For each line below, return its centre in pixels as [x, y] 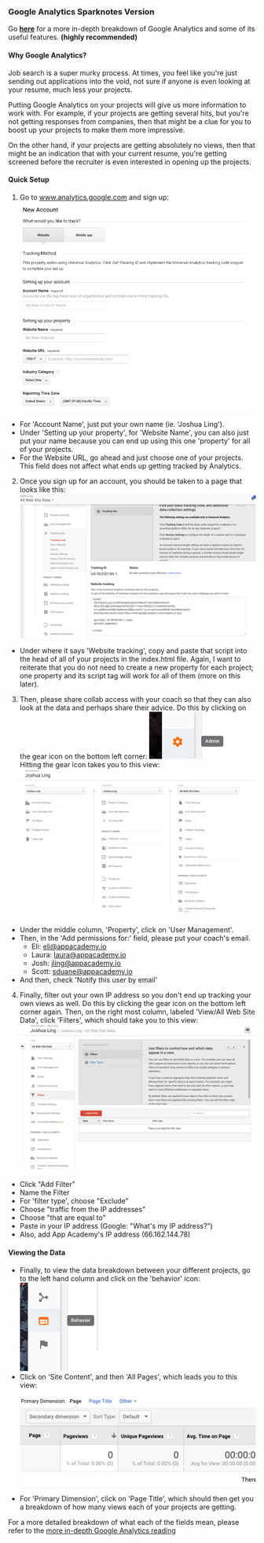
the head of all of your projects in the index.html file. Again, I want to [130, 659]
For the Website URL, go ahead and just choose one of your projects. [131, 457]
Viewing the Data [37, 1252]
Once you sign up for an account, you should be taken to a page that [130, 481]
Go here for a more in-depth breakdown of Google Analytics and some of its [132, 29]
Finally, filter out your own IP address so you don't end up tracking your [135, 995]
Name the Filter [44, 1192]
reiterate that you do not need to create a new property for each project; [136, 667]
